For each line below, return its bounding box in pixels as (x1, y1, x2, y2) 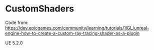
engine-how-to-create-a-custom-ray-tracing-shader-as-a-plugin (5, 30, 140, 36)
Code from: (5, 19, 29, 25)
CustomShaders (5, 3, 74, 14)
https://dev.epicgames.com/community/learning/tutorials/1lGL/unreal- (5, 24, 149, 30)
